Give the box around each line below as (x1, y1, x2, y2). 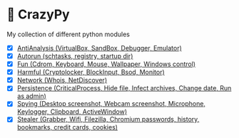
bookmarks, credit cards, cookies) (16, 123, 118, 132)
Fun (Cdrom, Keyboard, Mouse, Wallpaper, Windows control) (16, 60, 196, 68)
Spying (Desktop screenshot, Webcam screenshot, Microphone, (16, 100, 206, 108)
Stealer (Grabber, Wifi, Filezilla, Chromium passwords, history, (16, 115, 200, 124)
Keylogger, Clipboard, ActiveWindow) (16, 107, 128, 116)
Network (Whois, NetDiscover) (16, 76, 108, 85)
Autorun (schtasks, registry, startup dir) (16, 52, 133, 60)
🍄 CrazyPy (6, 6, 70, 23)
